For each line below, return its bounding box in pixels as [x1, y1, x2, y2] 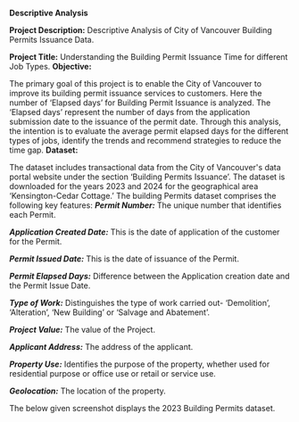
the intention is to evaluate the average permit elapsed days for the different [9, 126, 289, 137]
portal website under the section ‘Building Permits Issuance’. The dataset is [9, 171, 286, 182]
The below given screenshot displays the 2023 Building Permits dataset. [9, 403, 276, 413]
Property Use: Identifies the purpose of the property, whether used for [9, 359, 270, 369]
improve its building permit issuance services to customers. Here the [9, 88, 262, 98]
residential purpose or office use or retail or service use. [9, 368, 216, 378]
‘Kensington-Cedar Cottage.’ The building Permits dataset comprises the [9, 191, 277, 201]
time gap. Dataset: [9, 145, 79, 155]
